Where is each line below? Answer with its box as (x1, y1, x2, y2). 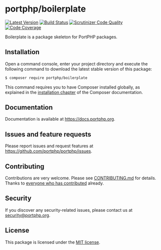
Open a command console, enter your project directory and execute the (5, 61, 148, 66)
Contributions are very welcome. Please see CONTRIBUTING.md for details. (5, 175, 156, 181)
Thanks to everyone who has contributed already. (5, 180, 104, 186)
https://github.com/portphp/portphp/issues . (5, 148, 92, 154)
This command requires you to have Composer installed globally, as (5, 84, 140, 90)
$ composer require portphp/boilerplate (5, 75, 88, 80)
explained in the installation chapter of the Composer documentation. (5, 89, 143, 95)
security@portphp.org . (5, 212, 51, 218)
